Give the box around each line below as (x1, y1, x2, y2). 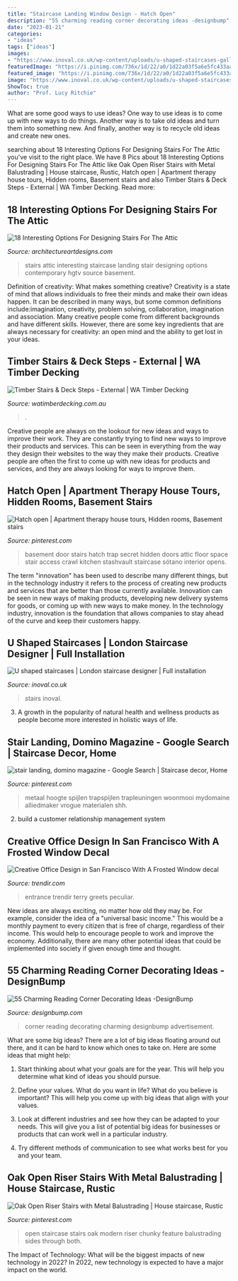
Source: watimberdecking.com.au (7, 399, 106, 408)
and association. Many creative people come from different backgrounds (7, 312, 220, 321)
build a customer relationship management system (17, 815, 166, 823)
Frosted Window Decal (7, 846, 110, 858)
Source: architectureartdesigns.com (7, 247, 113, 255)
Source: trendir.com (7, 879, 65, 887)
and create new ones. (7, 132, 71, 140)
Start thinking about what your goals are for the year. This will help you (17, 1065, 225, 1073)
